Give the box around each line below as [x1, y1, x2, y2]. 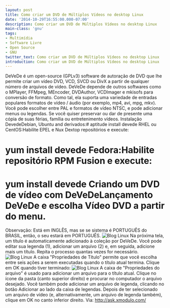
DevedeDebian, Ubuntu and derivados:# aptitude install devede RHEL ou [5, 121, 157, 127]
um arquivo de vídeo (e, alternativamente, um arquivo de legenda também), [5, 292, 163, 298]
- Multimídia [5, 36, 33, 41]
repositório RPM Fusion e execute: [5, 155, 152, 167]
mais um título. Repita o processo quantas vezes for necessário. [5, 249, 139, 255]
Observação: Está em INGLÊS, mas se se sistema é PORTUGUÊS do [5, 227, 147, 233]
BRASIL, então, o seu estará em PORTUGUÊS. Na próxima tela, [5, 233, 164, 239]
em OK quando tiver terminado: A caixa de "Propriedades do [5, 265, 160, 271]
